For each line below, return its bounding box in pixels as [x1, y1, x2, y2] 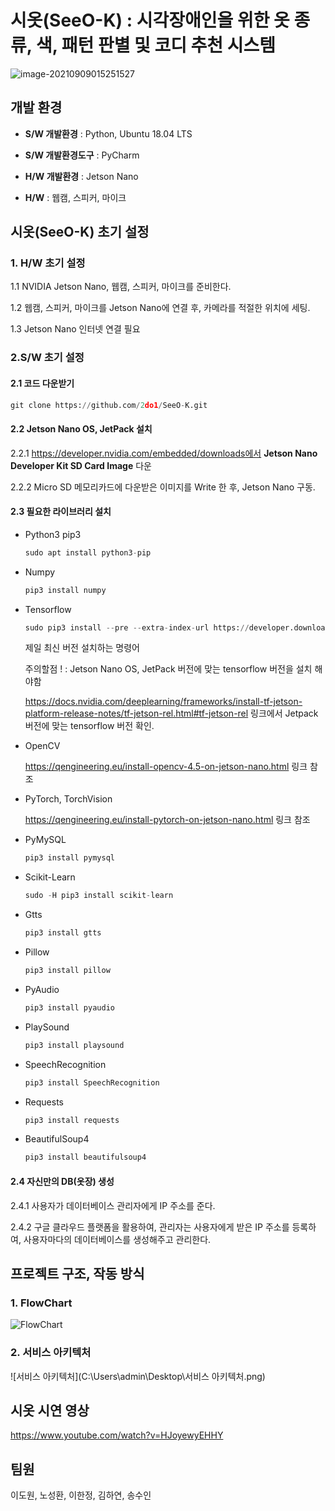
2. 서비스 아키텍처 [10, 1346, 92, 1360]
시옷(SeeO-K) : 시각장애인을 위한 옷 [10, 9, 290, 32]
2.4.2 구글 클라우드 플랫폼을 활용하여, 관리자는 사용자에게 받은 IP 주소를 [10, 1221, 290, 1233]
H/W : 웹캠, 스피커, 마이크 [24, 191, 127, 203]
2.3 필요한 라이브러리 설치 [10, 506, 112, 518]
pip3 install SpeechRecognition [24, 1077, 160, 1088]
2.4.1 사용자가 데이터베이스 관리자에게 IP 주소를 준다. [10, 1199, 216, 1211]
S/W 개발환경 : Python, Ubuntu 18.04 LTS [24, 127, 193, 140]
